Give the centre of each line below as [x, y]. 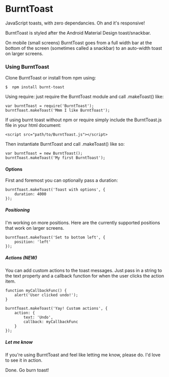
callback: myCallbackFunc [51, 322]
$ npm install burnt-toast [35, 87]
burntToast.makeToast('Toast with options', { [55, 190]
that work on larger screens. [35, 228]
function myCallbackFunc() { [36, 291]
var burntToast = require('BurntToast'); [50, 106]
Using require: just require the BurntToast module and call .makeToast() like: [84, 97]
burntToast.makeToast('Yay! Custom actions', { [57, 309]
